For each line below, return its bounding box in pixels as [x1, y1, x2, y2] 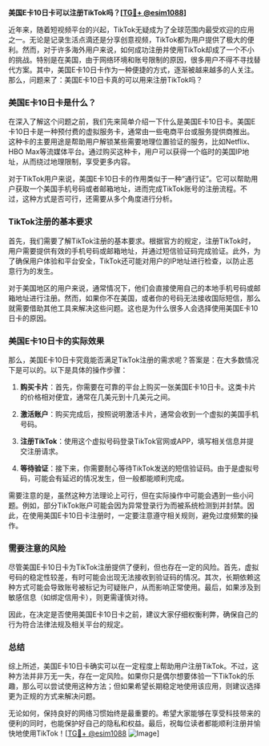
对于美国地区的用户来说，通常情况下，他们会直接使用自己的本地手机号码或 [8, 283, 254, 292]
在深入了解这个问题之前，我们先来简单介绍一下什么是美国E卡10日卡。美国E [8, 116, 256, 127]
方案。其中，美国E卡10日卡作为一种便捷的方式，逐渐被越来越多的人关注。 [14, 65, 259, 75]
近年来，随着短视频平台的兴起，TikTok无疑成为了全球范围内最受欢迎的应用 [8, 25, 255, 35]
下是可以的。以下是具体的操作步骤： [8, 365, 128, 374]
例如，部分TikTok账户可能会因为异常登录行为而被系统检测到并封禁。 [22, 500, 248, 510]
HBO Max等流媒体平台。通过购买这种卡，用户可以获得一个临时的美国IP [8, 147, 243, 157]
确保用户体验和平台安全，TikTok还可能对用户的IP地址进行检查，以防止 [14, 256, 247, 266]
